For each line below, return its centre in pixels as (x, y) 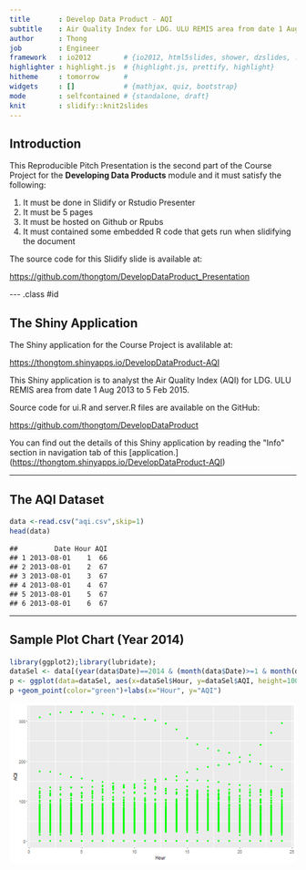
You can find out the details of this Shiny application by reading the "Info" (147, 443)
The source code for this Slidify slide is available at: (106, 259)
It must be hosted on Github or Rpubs (93, 222)
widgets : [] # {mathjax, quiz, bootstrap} (124, 87)
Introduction (46, 143)
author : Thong (49, 38)
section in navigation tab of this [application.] (94, 453)
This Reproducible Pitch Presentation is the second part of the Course (141, 166)
